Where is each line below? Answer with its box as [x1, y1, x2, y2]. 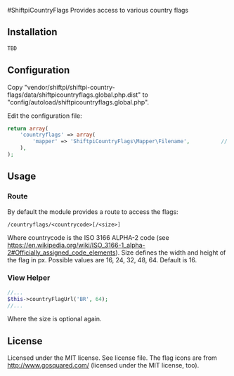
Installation [7, 26, 58, 38]
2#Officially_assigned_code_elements [7, 248, 116, 257]
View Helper [7, 273, 51, 283]
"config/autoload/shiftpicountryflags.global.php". [7, 98, 150, 106]
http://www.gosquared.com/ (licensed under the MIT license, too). [7, 361, 200, 370]
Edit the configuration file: [7, 112, 82, 120]
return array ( [7, 125, 49, 132]
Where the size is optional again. [7, 315, 102, 323]
